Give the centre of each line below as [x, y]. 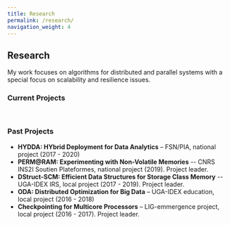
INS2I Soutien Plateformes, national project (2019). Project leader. [113, 169]
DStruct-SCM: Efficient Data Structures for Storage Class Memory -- [120, 176]
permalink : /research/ [41, 20]
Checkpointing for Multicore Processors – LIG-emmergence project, [119, 206]
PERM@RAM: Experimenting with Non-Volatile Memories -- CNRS [116, 162]
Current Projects [36, 98]
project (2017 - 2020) [49, 154]
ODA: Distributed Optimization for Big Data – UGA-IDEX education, [116, 191]
